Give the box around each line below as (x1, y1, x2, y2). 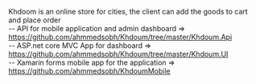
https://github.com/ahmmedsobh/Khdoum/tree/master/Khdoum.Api (8, 32, 233, 42)
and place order (8, 15, 62, 25)
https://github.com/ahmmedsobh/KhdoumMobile (8, 66, 171, 75)
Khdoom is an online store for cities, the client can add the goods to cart (8, 7, 248, 16)
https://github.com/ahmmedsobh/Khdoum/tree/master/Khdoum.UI (8, 50, 229, 58)
